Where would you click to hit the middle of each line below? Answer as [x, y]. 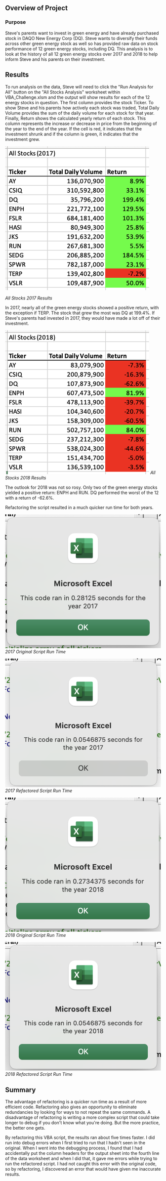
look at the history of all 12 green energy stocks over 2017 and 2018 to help [82, 54]
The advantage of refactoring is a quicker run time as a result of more [76, 1102]
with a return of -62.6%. [30, 498]
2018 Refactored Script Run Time [39, 1074]
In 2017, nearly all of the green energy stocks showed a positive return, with [82, 307]
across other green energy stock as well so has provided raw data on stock [82, 43]
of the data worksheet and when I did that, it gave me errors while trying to [81, 1159]
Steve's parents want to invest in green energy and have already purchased [82, 33]
